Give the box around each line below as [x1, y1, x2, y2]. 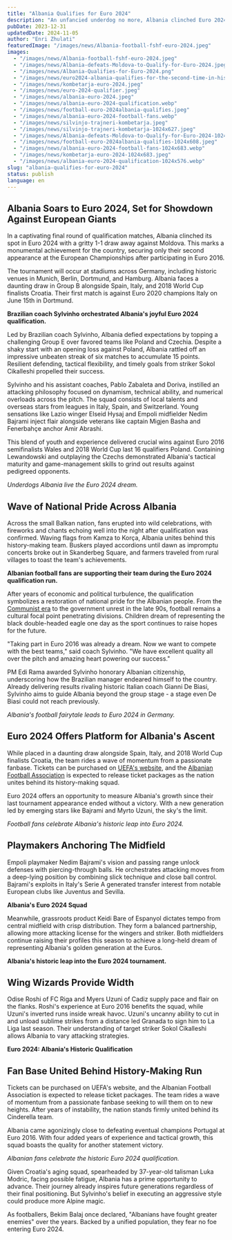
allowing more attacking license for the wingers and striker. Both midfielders [7, 929, 224, 937]
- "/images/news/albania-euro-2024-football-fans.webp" [13, 113, 177, 119]
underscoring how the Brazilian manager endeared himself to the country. [7, 675, 217, 684]
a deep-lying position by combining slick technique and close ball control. [7, 873, 217, 881]
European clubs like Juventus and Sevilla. [7, 887, 126, 895]
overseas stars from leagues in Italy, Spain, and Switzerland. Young [7, 403, 199, 411]
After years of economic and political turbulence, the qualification [7, 590, 194, 598]
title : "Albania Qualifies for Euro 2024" [7, 10, 131, 17]
